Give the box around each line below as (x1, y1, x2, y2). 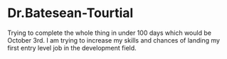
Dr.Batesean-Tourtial (7, 5, 134, 21)
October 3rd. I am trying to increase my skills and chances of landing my (7, 36, 221, 44)
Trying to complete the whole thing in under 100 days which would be (7, 28, 212, 37)
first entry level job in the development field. (7, 43, 137, 52)
